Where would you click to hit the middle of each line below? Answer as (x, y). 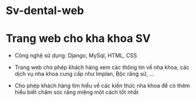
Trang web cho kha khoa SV (78, 39)
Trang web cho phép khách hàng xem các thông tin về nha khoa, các (102, 67)
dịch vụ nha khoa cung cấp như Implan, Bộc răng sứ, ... (84, 74)
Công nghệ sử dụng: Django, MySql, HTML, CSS (76, 56)
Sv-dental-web (45, 11)
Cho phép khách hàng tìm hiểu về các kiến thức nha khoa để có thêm (102, 86)
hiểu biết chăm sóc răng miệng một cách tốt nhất (77, 92)
